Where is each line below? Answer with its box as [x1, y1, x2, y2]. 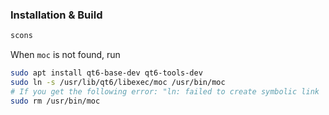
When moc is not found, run [10, 49, 121, 61]
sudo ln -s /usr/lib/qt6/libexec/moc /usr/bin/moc [10, 78, 226, 88]
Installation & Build [10, 8, 103, 22]
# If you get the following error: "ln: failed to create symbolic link [10, 86, 320, 97]
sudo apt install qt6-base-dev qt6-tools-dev [10, 68, 203, 78]
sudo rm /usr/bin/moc [10, 96, 101, 106]
